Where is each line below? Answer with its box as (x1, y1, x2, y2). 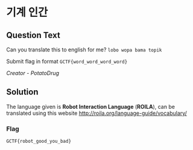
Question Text (6, 30, 60, 40)
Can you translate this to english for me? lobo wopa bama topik (6, 46, 162, 53)
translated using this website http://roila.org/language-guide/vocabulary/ (6, 109, 187, 117)
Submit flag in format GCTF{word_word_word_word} (6, 58, 128, 65)
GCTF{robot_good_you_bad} (6, 139, 71, 145)
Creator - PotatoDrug (6, 70, 59, 76)
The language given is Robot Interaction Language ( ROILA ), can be (6, 103, 175, 110)
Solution (6, 87, 39, 97)
